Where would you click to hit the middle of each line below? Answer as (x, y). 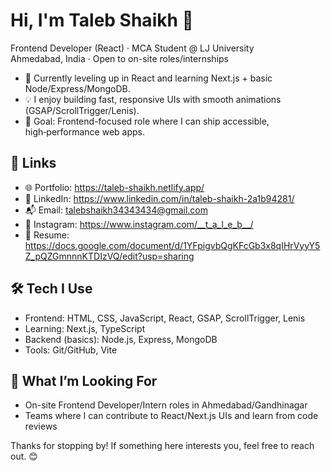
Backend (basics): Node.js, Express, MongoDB (121, 339)
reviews (41, 426)
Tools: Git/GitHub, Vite (71, 350)
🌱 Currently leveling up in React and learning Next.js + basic (148, 78)
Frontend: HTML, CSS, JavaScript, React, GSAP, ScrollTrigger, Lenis (165, 318)
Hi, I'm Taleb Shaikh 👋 (102, 20)
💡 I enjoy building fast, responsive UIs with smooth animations (153, 99)
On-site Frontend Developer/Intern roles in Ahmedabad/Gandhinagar (166, 405)
